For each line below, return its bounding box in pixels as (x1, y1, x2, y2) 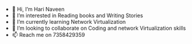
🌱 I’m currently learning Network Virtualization (11, 18, 126, 25)
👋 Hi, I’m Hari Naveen (11, 6, 65, 12)
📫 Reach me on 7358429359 (11, 32, 86, 38)
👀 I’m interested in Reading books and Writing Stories (11, 12, 144, 19)
